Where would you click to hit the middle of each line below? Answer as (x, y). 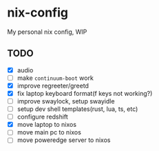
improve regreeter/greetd (53, 85)
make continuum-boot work (55, 78)
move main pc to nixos (49, 132)
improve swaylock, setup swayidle (66, 101)
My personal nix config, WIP (47, 32)
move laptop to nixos (47, 125)
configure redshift (43, 117)
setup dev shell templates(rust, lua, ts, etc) (77, 109)
